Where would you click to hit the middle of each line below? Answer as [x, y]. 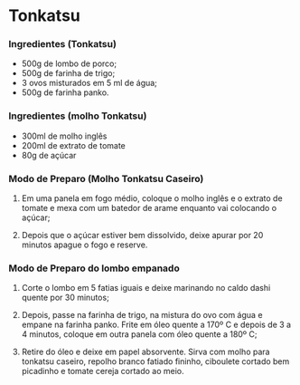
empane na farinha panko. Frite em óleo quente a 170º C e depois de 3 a [156, 325]
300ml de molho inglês [64, 136]
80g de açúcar [49, 155]
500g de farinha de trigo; [68, 73]
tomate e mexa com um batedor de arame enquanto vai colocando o [149, 208]
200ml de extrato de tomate [73, 145]
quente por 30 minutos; [65, 298]
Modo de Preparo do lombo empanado [94, 268]
